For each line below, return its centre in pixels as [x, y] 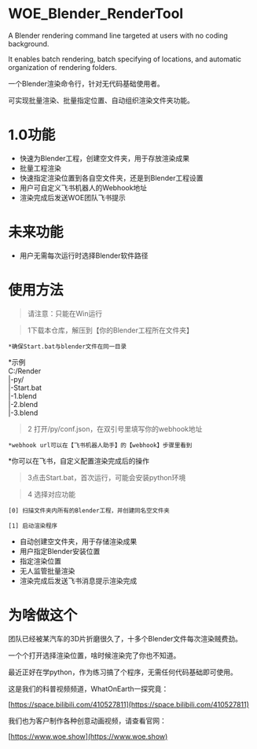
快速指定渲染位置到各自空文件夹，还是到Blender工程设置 [111, 178]
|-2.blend [23, 404]
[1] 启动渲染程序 [33, 526]
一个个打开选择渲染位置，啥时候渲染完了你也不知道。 [94, 655]
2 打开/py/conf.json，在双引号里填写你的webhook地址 [115, 428]
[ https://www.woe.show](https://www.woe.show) [88, 736]
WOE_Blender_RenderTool [96, 14]
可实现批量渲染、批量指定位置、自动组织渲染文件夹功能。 [101, 100]
